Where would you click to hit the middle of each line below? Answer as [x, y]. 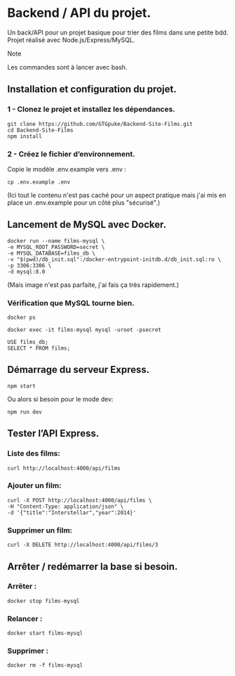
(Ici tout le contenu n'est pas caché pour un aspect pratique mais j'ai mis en [117, 195]
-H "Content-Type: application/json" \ [66, 506]
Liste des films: [34, 454]
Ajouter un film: [34, 485]
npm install [25, 136]
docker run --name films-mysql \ [56, 241]
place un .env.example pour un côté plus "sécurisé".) [84, 203]
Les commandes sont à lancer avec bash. [67, 67]
